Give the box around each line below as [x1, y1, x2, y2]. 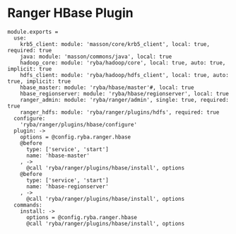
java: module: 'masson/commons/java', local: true [20, 53, 172, 60]
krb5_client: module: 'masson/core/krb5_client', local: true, [20, 40, 211, 47]
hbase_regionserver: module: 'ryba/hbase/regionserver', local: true [20, 90, 230, 97]
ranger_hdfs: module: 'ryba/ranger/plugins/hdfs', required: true [20, 108, 220, 116]
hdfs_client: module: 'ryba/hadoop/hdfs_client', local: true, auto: [20, 71, 230, 78]
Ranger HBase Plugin [7, 5, 134, 21]
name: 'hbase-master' [25, 152, 90, 159]
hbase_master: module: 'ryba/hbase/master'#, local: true [20, 83, 194, 91]
